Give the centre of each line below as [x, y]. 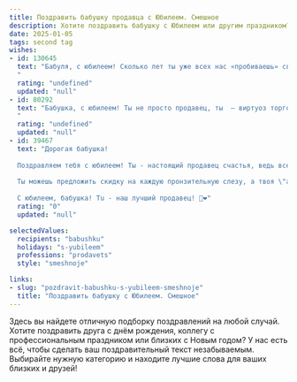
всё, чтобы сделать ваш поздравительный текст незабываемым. [132, 349]
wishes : [23, 50]
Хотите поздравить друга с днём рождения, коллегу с [112, 330]
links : [21, 279]
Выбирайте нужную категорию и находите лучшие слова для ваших [138, 358]
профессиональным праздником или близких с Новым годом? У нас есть [148, 340]
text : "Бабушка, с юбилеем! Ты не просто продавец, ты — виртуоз [142, 108]
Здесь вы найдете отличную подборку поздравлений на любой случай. [145, 321]
